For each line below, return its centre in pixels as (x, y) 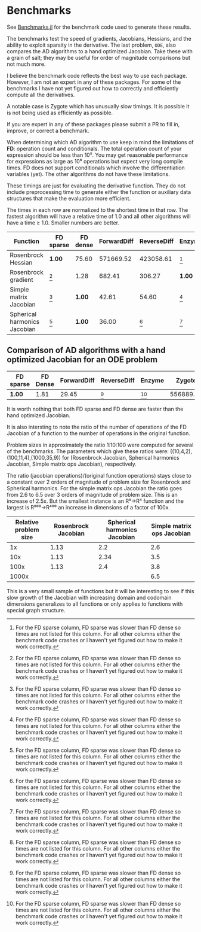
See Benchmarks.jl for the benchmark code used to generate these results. (99, 27)
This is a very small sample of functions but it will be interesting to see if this (101, 591)
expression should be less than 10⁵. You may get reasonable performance (98, 155)
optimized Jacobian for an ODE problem (82, 360)
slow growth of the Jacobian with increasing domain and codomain (89, 597)
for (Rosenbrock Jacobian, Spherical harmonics (121, 457)
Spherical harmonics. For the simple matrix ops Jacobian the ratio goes (95, 488)
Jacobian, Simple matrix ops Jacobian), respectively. (72, 464)
